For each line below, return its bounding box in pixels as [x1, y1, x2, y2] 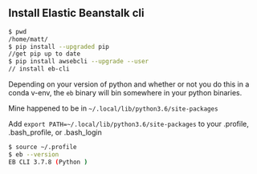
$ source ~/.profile [8, 144, 78, 152]
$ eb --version [8, 150, 59, 159]
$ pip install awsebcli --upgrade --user [8, 58, 149, 66]
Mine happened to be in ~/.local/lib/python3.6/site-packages [8, 103, 218, 113]
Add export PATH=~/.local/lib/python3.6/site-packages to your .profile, [8, 119, 249, 129]
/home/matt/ [8, 35, 48, 43]
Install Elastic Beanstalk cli [8, 6, 145, 20]
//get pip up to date [8, 50, 81, 59]
